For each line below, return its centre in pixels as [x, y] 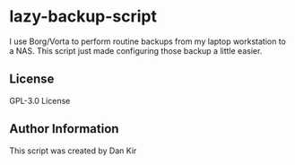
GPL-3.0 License [40, 100]
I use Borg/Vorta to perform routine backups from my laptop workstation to [148, 41]
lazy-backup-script [83, 17]
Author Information [64, 129]
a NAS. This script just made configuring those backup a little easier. [136, 50]
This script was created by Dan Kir [73, 151]
